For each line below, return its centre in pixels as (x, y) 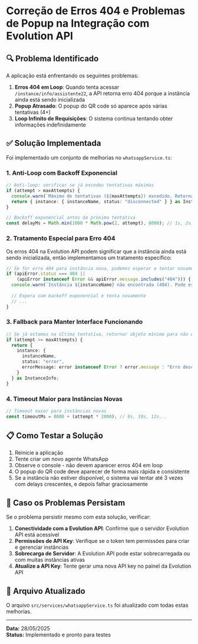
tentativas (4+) (33, 112)
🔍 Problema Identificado (52, 58)
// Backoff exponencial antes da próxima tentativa (71, 218)
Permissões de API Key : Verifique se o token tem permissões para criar (102, 541)
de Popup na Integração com (78, 23)
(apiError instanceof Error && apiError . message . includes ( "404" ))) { (104, 279)
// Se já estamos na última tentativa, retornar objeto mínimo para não (97, 334)
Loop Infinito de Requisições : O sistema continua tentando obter (94, 118)
